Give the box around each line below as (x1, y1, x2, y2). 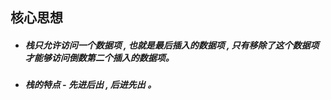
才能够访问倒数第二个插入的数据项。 (24, 51, 175, 63)
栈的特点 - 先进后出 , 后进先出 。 (24, 79, 157, 91)
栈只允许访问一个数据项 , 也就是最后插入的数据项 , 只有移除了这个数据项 (24, 39, 320, 51)
